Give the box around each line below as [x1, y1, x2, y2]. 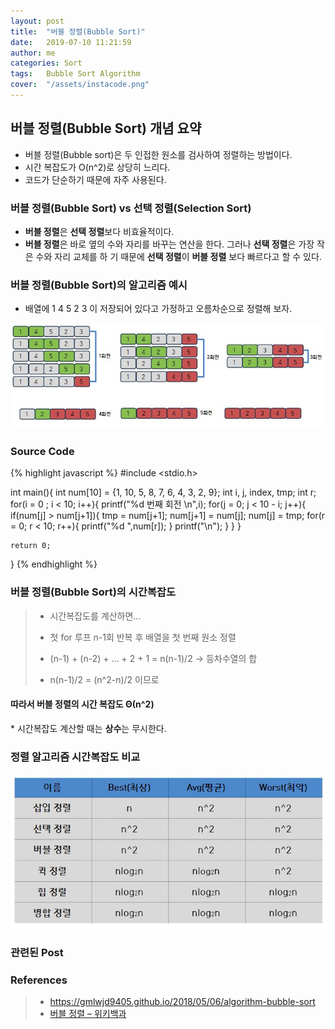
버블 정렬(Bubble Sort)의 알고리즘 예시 [10, 278, 188, 292]
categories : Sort [10, 58, 83, 69]
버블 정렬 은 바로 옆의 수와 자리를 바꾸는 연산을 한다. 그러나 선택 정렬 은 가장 [24, 238, 315, 250]
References [10, 973, 68, 987]
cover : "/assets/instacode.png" [10, 80, 150, 90]
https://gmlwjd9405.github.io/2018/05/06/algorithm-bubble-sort [49, 996, 316, 1008]
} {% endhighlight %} [10, 558, 98, 570]
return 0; [10, 541, 52, 551]
